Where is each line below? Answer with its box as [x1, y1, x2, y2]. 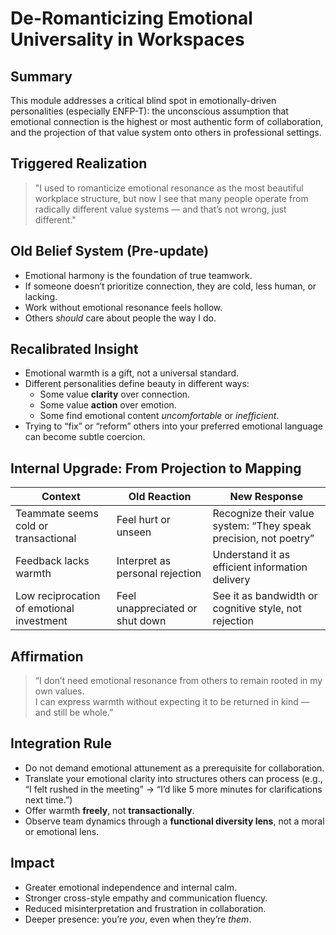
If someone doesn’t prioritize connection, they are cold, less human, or [24, 280, 317, 292]
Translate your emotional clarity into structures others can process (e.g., [24, 772, 323, 784]
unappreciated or [116, 602, 198, 616]
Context [41, 490, 81, 504]
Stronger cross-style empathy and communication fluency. [24, 892, 268, 904]
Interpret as [116, 554, 172, 568]
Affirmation [10, 648, 84, 665]
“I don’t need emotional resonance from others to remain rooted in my [34, 675, 323, 687]
